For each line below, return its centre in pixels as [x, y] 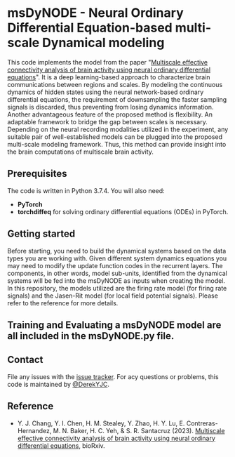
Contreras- [202, 423]
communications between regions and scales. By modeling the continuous [115, 84]
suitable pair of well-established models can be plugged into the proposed [115, 137]
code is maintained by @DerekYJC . [59, 384]
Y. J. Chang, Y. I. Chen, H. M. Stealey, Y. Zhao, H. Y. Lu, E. [101, 423]
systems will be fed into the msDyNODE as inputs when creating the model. [116, 280]
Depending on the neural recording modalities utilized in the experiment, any [118, 129]
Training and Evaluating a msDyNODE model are [114, 325]
